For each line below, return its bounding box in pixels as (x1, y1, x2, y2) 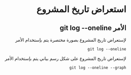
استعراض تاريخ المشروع (36, 4, 126, 15)
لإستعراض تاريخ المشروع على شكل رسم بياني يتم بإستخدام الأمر (5, 55, 126, 61)
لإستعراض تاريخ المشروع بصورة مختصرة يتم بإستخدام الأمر (15, 37, 126, 43)
